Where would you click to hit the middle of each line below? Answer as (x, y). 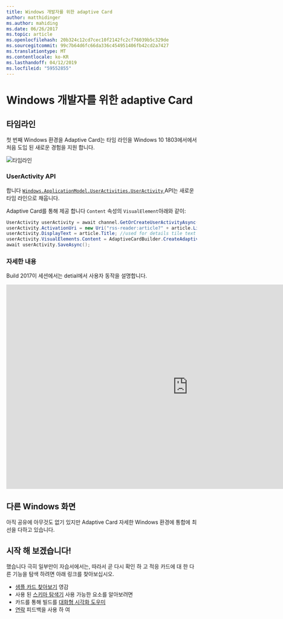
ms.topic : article (29, 35)
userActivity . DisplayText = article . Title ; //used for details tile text (101, 234)
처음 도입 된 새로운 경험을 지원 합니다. (50, 147)
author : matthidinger (34, 18)
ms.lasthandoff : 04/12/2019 (42, 62)
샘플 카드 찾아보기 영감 (42, 587)
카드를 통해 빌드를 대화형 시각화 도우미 (60, 602)
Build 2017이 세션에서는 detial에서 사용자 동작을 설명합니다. (77, 276)
